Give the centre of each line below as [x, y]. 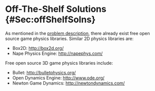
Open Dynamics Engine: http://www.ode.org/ [58, 78]
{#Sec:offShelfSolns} [50, 20]
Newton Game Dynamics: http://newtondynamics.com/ [69, 83]
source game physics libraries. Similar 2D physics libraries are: [69, 39]
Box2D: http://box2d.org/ [38, 48]
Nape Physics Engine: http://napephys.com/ [57, 53]
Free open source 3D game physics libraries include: [59, 63]
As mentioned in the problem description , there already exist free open [77, 33]
